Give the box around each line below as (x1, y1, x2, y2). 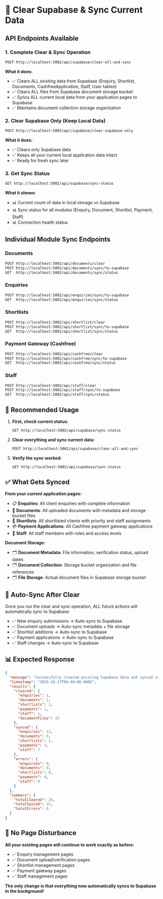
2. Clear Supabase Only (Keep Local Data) (5, 117, 106, 124)
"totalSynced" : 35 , (14, 802, 53, 807)
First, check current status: (12, 419, 69, 424)
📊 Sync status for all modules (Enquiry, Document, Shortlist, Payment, (12, 207, 153, 213)
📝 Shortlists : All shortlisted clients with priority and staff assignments (12, 518, 151, 524)
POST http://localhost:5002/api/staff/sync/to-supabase (5, 387, 120, 393)
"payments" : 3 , (17, 743, 49, 748)
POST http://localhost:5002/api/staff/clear (5, 383, 97, 388)
